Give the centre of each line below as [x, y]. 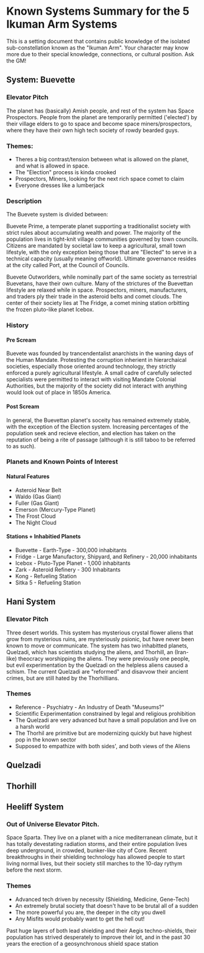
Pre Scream [21, 340]
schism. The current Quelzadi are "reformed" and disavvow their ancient [97, 671]
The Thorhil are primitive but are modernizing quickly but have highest [103, 733]
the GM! [16, 61]
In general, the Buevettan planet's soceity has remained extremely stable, [98, 420]
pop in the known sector [46, 739]
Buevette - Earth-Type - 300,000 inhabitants [71, 550]
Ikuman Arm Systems [62, 24]
